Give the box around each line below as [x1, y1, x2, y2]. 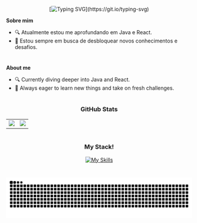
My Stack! [84, 143, 114, 151]
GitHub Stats [80, 105, 118, 113]
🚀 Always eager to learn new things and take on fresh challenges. [14, 84, 175, 91]
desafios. [14, 44, 38, 50]
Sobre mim [6, 17, 34, 24]
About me [6, 64, 31, 71]
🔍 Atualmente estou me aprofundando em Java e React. [14, 29, 152, 35]
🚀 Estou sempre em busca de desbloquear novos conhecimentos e [14, 37, 178, 44]
